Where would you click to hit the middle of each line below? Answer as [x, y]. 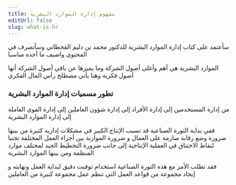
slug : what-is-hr [33, 27]
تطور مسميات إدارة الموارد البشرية [61, 94]
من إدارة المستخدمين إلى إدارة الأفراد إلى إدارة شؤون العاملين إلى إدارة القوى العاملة [119, 109]
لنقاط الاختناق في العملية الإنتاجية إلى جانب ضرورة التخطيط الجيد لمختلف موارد [111, 145]
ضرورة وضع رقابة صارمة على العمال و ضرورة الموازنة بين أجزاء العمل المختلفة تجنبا [117, 137]
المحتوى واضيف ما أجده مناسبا [47, 54]
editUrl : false [30, 20]
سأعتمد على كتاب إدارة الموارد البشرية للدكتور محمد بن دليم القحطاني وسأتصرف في [119, 47]
